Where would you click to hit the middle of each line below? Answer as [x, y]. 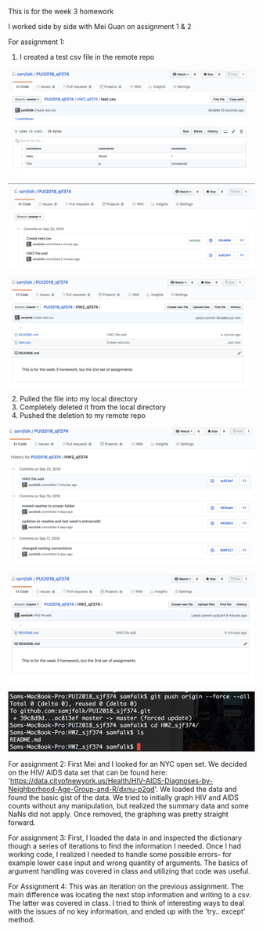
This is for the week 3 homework [61, 11]
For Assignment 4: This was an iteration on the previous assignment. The [126, 886]
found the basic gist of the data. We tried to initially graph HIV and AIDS [123, 797]
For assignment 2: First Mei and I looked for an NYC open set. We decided [128, 764]
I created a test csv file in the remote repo [87, 57]
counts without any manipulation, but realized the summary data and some [128, 806]
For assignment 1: [36, 42]
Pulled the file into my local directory [79, 398]
